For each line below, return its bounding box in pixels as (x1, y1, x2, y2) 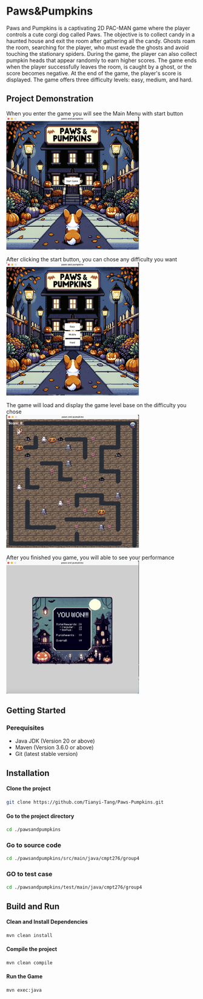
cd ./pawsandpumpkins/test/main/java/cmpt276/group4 (6, 884, 142, 891)
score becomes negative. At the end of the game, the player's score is (6, 69, 182, 77)
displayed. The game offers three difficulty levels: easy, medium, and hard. (6, 76, 193, 83)
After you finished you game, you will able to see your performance (6, 554, 175, 561)
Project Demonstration (6, 94, 94, 104)
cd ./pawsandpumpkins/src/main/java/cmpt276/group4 (6, 856, 139, 862)
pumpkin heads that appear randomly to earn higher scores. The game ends (6, 57, 197, 64)
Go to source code (6, 840, 62, 849)
